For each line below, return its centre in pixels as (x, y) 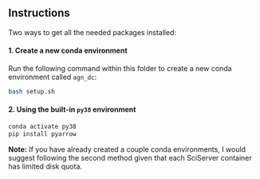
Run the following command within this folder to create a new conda (120, 69)
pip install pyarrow (43, 134)
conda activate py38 (43, 127)
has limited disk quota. (45, 166)
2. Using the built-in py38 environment (72, 109)
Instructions (39, 13)
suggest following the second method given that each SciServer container (130, 157)
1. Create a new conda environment (68, 50)
